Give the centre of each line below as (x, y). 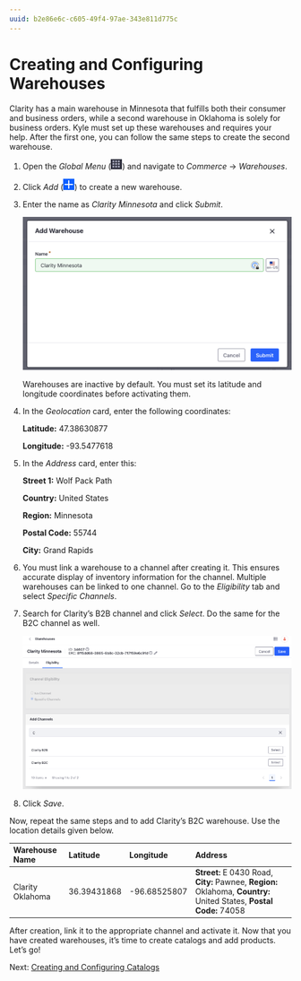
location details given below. (62, 830)
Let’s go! (25, 950)
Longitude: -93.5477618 (68, 446)
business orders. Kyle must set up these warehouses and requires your (141, 127)
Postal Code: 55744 (60, 533)
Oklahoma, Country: (232, 891)
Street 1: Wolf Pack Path (67, 481)
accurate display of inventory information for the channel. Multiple (144, 577)
